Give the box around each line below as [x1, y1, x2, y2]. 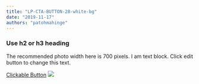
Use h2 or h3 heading [6, 39, 70, 47]
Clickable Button [6, 71, 46, 78]
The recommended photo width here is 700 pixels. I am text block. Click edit [6, 53, 194, 60]
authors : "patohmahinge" [6, 20, 68, 25]
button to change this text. [6, 59, 71, 66]
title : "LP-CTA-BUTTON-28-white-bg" [6, 8, 97, 15]
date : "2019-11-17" [6, 14, 55, 20]
